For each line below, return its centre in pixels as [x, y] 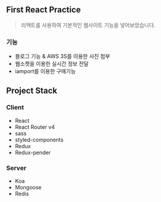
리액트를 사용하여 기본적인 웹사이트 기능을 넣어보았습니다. [88, 25]
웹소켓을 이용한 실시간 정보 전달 [51, 64]
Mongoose [28, 188]
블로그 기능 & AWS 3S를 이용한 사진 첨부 [63, 56]
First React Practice [44, 10]
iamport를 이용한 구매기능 [45, 71]
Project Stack [32, 90]
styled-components [39, 140]
